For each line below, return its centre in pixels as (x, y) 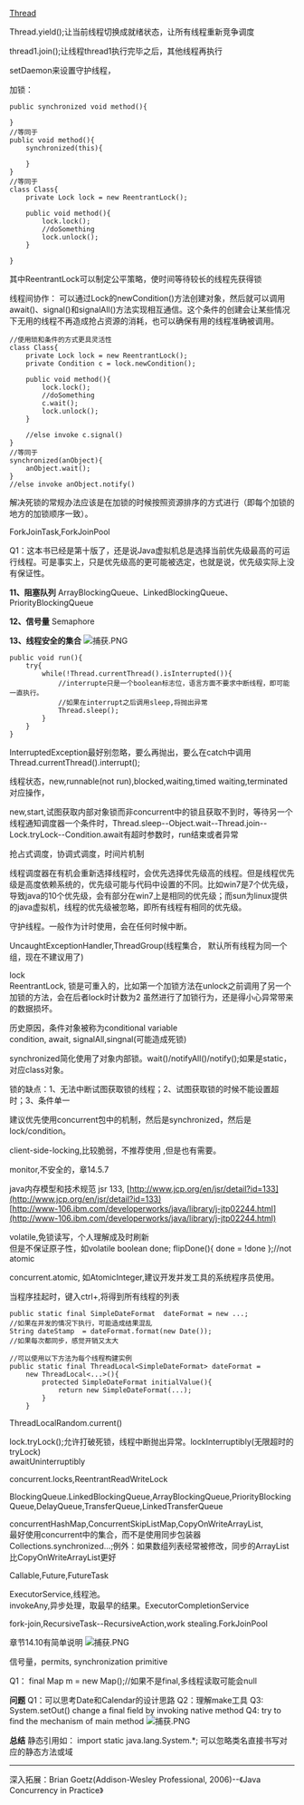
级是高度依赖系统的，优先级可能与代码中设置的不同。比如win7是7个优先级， (151, 884)
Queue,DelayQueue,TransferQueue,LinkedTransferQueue (116, 1506)
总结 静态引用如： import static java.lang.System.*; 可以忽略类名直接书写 (145, 1740)
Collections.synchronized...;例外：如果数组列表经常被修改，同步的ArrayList (149, 1546)
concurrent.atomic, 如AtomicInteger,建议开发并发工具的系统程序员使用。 (144, 1277)
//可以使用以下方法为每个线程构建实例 (71, 1359)
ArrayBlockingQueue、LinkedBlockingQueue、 (146, 592)
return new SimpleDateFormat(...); (125, 1390)
